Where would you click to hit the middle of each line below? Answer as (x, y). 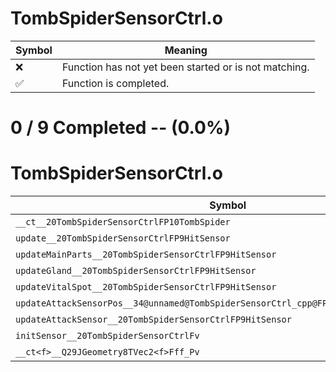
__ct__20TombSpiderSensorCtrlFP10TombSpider (123, 222)
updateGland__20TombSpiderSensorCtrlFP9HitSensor (136, 271)
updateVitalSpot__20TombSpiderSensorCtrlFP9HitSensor (146, 287)
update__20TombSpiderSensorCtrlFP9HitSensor (123, 238)
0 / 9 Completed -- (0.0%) (120, 128)
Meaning (186, 50)
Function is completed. (115, 83)
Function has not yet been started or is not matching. (185, 67)
